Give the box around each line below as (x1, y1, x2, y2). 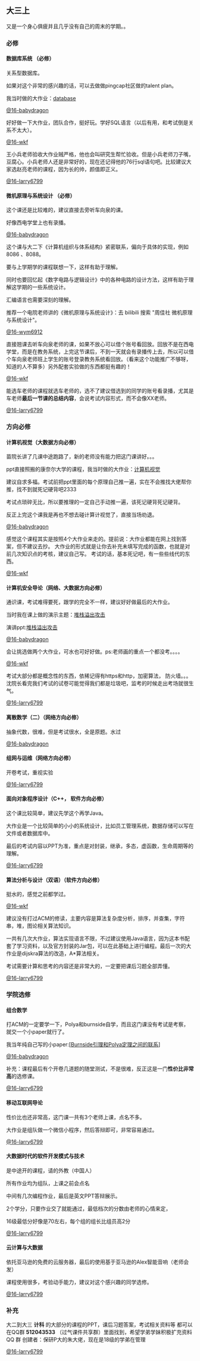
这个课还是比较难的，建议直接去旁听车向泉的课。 (6, 207, 126, 214)
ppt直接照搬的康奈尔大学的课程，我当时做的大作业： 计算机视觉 (6, 466, 161, 473)
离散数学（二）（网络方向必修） (6, 714, 82, 721)
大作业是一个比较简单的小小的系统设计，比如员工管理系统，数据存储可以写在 (6, 823, 194, 830)
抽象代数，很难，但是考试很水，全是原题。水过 (6, 728, 121, 735)
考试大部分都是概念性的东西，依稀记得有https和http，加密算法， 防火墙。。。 (6, 672, 192, 679)
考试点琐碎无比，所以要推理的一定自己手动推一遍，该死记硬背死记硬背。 (6, 498, 183, 506)
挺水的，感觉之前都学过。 (6, 891, 69, 898)
